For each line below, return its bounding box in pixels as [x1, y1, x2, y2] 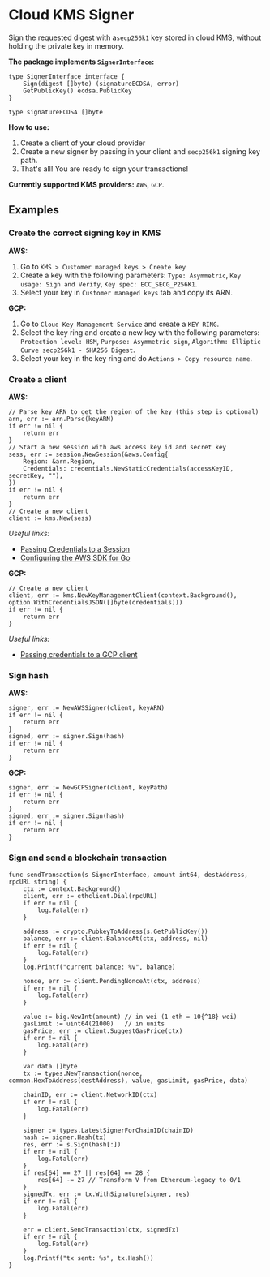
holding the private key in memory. [8, 41, 124, 50]
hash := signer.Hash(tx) [23, 1133, 107, 1142]
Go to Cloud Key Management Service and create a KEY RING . [19, 319, 220, 329]
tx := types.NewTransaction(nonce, [23, 1069, 144, 1077]
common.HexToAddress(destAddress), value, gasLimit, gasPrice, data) [8, 1077, 249, 1085]
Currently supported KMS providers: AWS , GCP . [8, 179, 165, 189]
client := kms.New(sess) [8, 514, 92, 522]
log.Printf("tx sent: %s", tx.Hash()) [23, 1253, 154, 1262]
